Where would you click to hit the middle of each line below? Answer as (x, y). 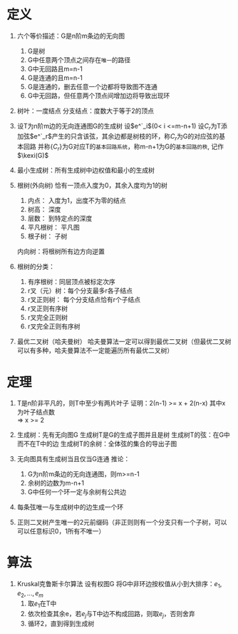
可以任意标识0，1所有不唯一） (61, 531)
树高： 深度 (44, 210)
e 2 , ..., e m (30, 594)
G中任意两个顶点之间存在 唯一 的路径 (79, 60)
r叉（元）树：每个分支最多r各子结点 (80, 291)
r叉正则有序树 (48, 308)
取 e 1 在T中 (42, 604)
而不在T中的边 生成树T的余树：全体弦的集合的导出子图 (97, 444)
